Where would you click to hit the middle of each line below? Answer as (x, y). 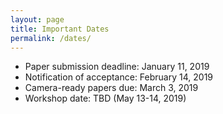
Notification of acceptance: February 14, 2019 (119, 77)
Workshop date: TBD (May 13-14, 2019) (105, 98)
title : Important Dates (60, 29)
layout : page (37, 19)
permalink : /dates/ (51, 38)
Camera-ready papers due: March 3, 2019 (111, 88)
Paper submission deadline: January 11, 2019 (117, 67)
